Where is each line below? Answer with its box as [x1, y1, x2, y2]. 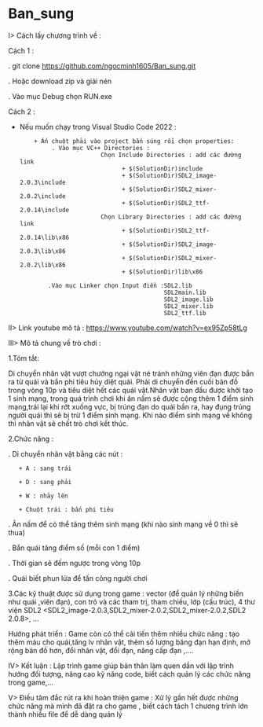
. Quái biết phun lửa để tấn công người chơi [8, 573, 148, 582]
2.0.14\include [19, 206, 70, 214]
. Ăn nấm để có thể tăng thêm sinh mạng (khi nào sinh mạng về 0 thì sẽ [8, 520, 239, 529]
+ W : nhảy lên [18, 492, 68, 500]
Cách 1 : [8, 46, 34, 55]
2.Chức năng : [8, 434, 54, 443]
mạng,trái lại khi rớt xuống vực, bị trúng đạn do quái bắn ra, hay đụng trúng [8, 402, 251, 411]
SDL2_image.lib [163, 296, 214, 303]
